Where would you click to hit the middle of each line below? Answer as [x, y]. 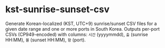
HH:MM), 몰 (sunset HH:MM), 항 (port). [46, 40]
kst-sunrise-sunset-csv [57, 9]
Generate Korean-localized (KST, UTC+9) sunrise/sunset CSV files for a [81, 23]
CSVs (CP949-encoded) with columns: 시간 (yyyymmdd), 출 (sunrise [77, 34]
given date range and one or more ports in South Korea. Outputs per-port [82, 29]
